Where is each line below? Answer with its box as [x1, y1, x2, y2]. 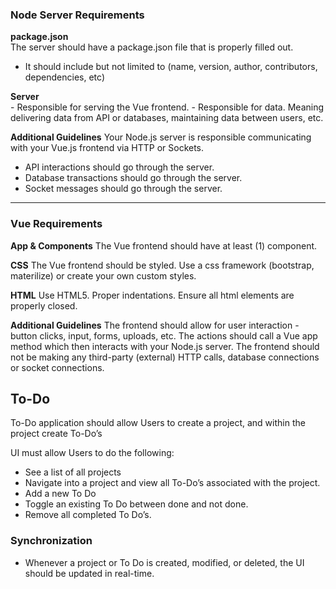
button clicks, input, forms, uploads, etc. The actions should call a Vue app [10, 329, 318, 342]
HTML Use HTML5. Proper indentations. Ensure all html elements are [10, 289, 295, 301]
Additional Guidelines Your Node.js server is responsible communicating [10, 131, 312, 143]
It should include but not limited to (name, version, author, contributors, [24, 61, 318, 73]
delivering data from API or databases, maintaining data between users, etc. [10, 112, 324, 124]
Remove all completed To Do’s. [24, 509, 152, 521]
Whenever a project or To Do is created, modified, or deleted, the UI [24, 556, 305, 568]
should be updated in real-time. [24, 567, 155, 579]
